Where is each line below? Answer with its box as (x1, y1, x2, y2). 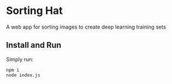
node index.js (6, 72, 41, 78)
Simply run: (6, 55, 34, 62)
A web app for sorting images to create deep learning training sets (6, 23, 166, 30)
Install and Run (6, 40, 61, 50)
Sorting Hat (6, 4, 63, 17)
